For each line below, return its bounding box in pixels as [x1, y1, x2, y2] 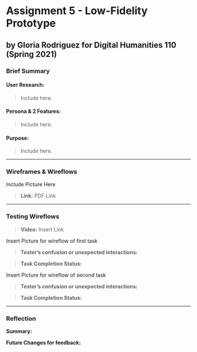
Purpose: [6, 134, 29, 142]
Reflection [6, 314, 36, 323]
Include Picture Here [6, 181, 56, 188]
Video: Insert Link [20, 226, 64, 233]
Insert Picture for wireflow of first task [6, 237, 98, 244]
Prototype [6, 16, 56, 30]
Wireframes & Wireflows [6, 167, 77, 176]
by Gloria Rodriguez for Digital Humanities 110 [6, 40, 177, 50]
